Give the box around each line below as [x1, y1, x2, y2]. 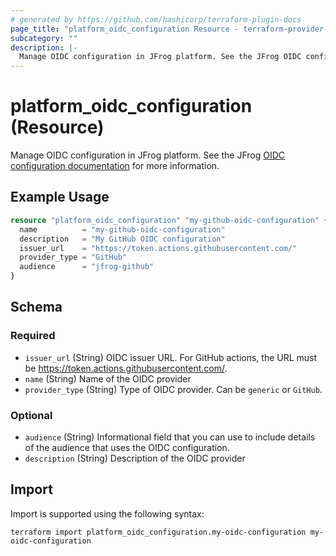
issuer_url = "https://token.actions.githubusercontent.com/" [19, 243, 298, 253]
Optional [10, 408, 53, 422]
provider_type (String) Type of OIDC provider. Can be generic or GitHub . [24, 383, 323, 395]
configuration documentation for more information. [10, 160, 220, 172]
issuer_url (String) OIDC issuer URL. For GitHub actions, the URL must [24, 351, 318, 363]
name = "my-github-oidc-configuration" [19, 224, 226, 235]
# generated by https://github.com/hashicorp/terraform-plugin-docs [10, 14, 302, 25]
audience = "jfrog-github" [19, 262, 155, 272]
